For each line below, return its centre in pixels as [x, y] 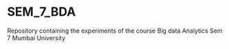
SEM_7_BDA [41, 12]
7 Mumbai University [36, 37]
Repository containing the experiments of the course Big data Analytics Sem [115, 31]
